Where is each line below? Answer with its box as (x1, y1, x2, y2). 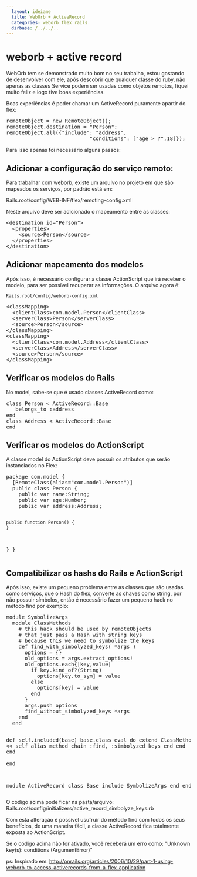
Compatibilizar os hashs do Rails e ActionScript (6, 568, 183, 578)
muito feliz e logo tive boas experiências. (6, 89, 105, 96)
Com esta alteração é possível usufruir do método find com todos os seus (6, 816, 185, 823)
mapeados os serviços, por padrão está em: (6, 185, 113, 192)
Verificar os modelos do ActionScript (6, 440, 144, 450)
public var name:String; (18, 491, 90, 498)
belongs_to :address (15, 406, 74, 413)
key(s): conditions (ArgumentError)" (6, 846, 93, 853)
